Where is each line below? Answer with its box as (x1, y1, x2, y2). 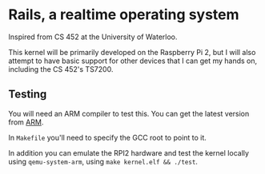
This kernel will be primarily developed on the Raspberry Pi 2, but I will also (8, 47, 256, 57)
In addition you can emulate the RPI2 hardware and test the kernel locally (8, 148, 250, 157)
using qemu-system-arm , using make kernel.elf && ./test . (8, 156, 199, 166)
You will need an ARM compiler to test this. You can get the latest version (8, 109, 250, 118)
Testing (8, 88, 47, 101)
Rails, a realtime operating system (8, 6, 239, 24)
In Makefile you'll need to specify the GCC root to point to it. (8, 132, 207, 142)
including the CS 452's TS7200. (8, 64, 114, 73)
